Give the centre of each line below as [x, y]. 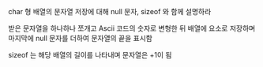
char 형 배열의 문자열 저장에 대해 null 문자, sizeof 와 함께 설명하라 [110, 11]
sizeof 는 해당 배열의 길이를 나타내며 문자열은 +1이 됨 [90, 55]
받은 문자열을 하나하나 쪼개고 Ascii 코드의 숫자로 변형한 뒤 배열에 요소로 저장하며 [132, 28]
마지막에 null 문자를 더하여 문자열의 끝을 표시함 [80, 38]
